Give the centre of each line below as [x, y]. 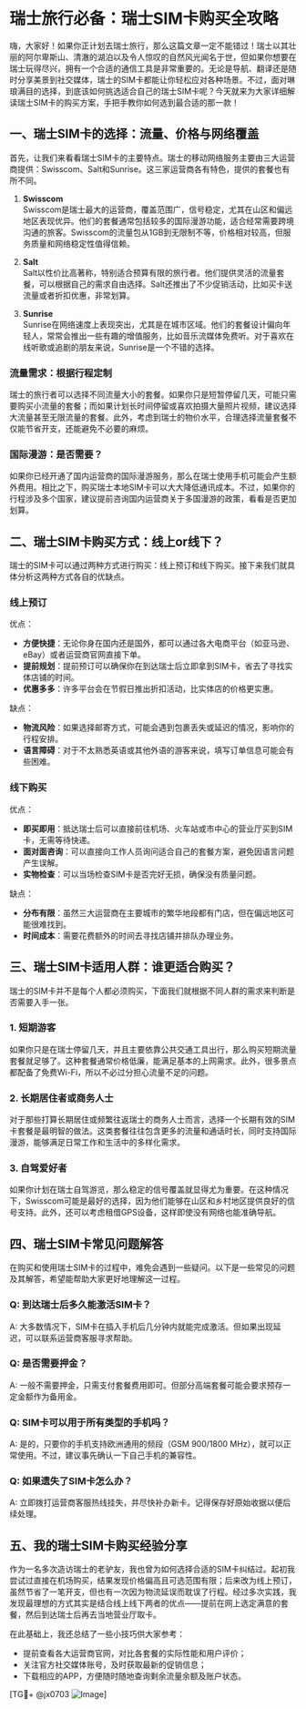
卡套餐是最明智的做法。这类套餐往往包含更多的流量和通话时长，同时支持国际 [153, 1131]
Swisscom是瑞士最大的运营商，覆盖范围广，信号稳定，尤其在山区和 [150, 209]
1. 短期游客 [33, 1028]
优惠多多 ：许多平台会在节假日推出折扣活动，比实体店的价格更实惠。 [150, 689]
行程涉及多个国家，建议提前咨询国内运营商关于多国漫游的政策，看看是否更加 [153, 499]
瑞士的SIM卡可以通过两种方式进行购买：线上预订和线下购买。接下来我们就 [148, 565]
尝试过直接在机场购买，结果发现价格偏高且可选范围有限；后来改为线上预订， [153, 1581]
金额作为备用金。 [49, 1396]
